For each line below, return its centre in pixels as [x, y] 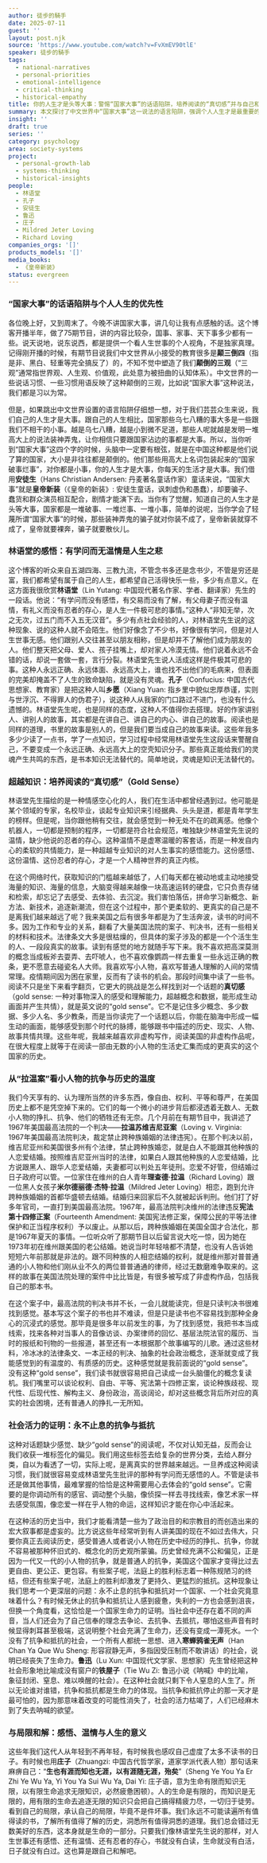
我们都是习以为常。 [40, 392]
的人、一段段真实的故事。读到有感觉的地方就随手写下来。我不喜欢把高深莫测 [133, 947]
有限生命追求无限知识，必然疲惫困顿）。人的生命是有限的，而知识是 [139, 1791]
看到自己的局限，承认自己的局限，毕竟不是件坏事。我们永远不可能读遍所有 [130, 1811]
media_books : [30, 259]
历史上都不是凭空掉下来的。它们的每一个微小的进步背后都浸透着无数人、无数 [133, 1108]
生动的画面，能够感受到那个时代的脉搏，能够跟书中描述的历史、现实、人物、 [133, 1027]
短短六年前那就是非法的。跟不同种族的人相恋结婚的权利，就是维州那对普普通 [133, 1257]
